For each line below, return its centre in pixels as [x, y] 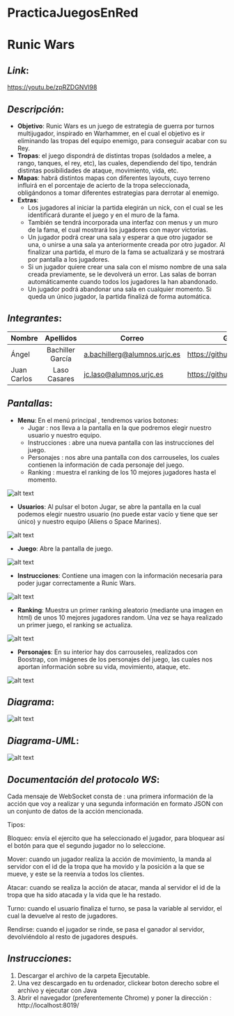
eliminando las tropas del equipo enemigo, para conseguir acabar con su [122, 141]
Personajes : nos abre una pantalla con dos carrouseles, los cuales [124, 457]
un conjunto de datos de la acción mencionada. [75, 812]
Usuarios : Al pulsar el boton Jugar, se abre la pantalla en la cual [109, 507]
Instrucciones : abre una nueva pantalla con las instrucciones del [121, 442]
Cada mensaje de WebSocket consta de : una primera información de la [110, 796]
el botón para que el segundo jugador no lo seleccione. [86, 846]
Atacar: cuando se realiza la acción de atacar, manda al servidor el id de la [114, 888]
